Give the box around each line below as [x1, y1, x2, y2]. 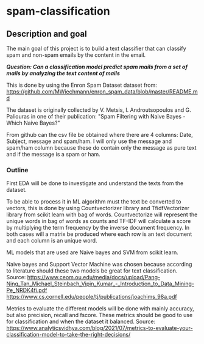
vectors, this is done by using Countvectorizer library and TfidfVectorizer [6, 205, 190, 212]
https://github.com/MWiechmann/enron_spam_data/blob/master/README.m [6, 88, 198, 95]
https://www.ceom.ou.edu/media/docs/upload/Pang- [27, 274, 160, 281]
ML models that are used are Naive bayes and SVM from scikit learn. [6, 249, 178, 256]
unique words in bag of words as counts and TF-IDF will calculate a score [6, 218, 191, 225]
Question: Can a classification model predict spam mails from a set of [6, 63, 188, 70]
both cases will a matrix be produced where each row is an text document [6, 230, 192, 238]
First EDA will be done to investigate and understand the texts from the [6, 180, 184, 187]
